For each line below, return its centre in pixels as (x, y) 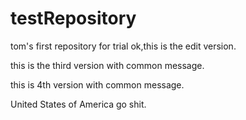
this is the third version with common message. (107, 65)
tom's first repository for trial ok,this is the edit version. (123, 46)
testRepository (73, 18)
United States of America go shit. (78, 104)
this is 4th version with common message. (97, 84)
